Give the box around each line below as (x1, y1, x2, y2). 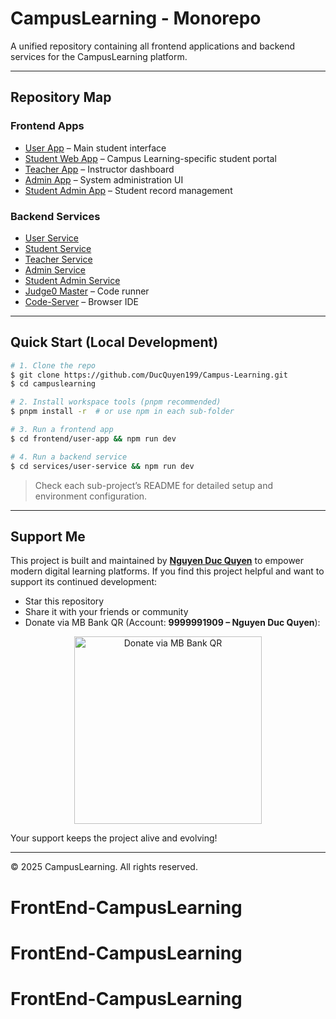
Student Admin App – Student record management (24, 184, 233, 196)
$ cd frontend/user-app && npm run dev (10, 433, 177, 444)
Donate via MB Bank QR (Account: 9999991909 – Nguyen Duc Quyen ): (24, 617, 321, 629)
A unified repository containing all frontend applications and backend (10, 40, 296, 52)
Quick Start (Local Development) (10, 334, 219, 351)
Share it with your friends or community (24, 606, 189, 618)
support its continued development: (10, 576, 158, 588)
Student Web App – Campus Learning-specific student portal (24, 152, 277, 164)
